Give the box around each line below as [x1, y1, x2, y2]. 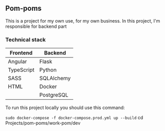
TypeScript [8, 66, 34, 73]
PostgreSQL [39, 91, 68, 99]
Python [39, 66, 57, 73]
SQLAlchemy [39, 74, 71, 82]
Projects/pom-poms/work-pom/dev [5, 120, 81, 126]
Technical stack [5, 36, 46, 43]
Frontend [9, 49, 33, 57]
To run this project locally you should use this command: [5, 105, 125, 111]
